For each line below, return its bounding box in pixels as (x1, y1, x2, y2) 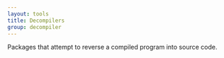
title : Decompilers (7, 17, 65, 24)
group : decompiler (7, 23, 62, 30)
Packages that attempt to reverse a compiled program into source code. (7, 43, 218, 52)
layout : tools (7, 10, 50, 18)
